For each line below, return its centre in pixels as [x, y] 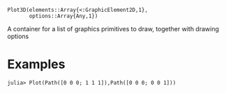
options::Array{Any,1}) [63, 16]
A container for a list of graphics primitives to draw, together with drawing [113, 29]
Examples [36, 64]
